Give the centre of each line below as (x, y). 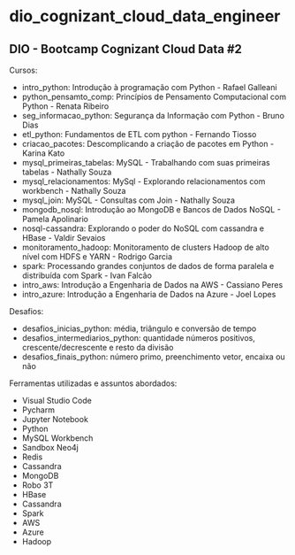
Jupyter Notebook (55, 419)
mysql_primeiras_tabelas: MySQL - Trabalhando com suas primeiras (146, 162)
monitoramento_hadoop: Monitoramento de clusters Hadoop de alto (145, 247)
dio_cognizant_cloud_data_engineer (145, 16)
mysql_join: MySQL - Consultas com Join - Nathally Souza (129, 200)
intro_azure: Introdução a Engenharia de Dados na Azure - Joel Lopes (149, 294)
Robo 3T (38, 485)
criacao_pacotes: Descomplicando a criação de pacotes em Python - (148, 144)
